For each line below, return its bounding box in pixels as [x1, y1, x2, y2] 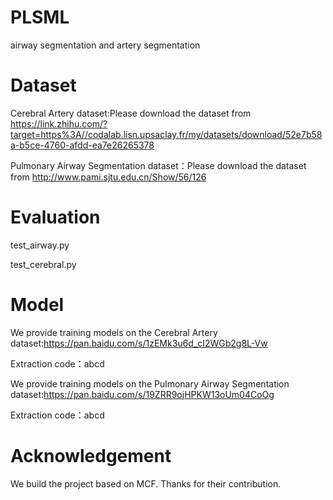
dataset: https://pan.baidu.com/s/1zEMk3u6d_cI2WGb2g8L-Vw [10, 337, 268, 349]
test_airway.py [10, 239, 70, 251]
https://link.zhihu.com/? [10, 117, 108, 130]
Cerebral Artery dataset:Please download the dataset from [10, 107, 252, 119]
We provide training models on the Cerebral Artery [10, 326, 218, 338]
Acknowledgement [10, 444, 172, 467]
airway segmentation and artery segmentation [10, 39, 201, 51]
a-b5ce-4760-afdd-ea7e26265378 [10, 139, 155, 151]
